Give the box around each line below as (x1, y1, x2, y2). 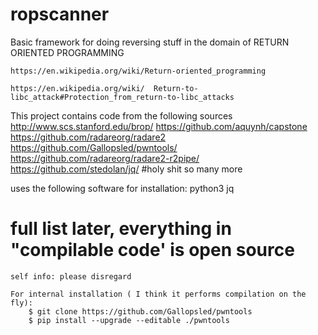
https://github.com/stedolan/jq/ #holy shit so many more (10, 163, 243, 175)
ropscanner (10, 3, 110, 26)
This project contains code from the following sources (10, 109, 233, 122)
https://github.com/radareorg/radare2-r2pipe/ (10, 152, 200, 164)
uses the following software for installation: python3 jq (10, 182, 235, 194)
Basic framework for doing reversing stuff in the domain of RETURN (10, 36, 290, 48)
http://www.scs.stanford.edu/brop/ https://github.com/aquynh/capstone (10, 120, 308, 132)
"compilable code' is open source (10, 239, 295, 262)
